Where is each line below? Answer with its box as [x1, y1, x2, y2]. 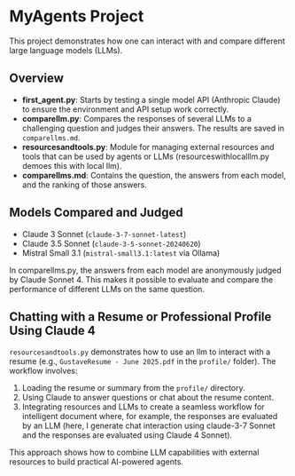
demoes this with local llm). [21, 160, 122, 171]
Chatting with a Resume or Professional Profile [9, 309, 272, 324]
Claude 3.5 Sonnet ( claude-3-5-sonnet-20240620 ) [21, 238, 201, 249]
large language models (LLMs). [9, 44, 123, 55]
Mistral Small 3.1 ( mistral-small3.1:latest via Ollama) [21, 247, 221, 258]
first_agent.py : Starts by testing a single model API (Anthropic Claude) [21, 94, 281, 105]
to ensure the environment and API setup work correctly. [21, 104, 229, 115]
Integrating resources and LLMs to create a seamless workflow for [21, 401, 265, 412]
